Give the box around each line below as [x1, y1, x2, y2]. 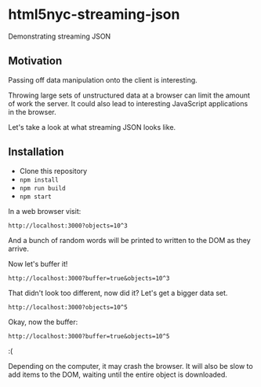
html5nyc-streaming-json [8, 6, 180, 24]
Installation [8, 146, 64, 159]
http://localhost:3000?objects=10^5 [8, 303, 128, 311]
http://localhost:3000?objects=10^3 [8, 222, 128, 230]
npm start [19, 193, 53, 201]
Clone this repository [19, 166, 88, 175]
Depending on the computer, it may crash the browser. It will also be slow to [8, 361, 253, 370]
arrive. [8, 244, 29, 253]
